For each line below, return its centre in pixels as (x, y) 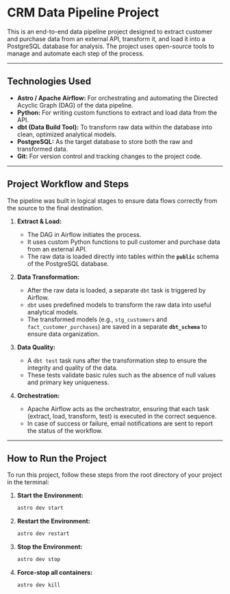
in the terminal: (28, 482)
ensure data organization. (63, 334)
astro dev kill (39, 585)
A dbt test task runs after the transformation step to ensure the (117, 360)
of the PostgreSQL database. (68, 263)
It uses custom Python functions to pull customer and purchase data (124, 242)
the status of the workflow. (65, 430)
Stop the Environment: (50, 547)
